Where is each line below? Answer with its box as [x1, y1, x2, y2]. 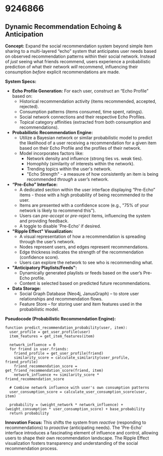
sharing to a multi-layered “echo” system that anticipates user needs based [5, 48, 157, 54]
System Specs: [5, 79, 37, 84]
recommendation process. [5, 446, 58, 451]
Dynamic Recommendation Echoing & [5, 23, 122, 31]
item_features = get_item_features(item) [9, 334, 95, 339]
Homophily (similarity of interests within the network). [26, 161, 135, 166]
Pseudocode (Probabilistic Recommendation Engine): [5, 316, 116, 321]
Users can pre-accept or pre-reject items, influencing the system [19, 213, 151, 218]
